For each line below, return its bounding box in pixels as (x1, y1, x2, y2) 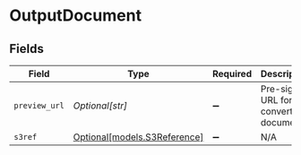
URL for (260, 94, 293, 106)
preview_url (13, 100, 65, 110)
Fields (9, 41, 45, 56)
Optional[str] (73, 99, 128, 112)
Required (211, 68, 253, 80)
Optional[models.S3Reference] (73, 131, 204, 143)
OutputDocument (9, 5, 142, 26)
